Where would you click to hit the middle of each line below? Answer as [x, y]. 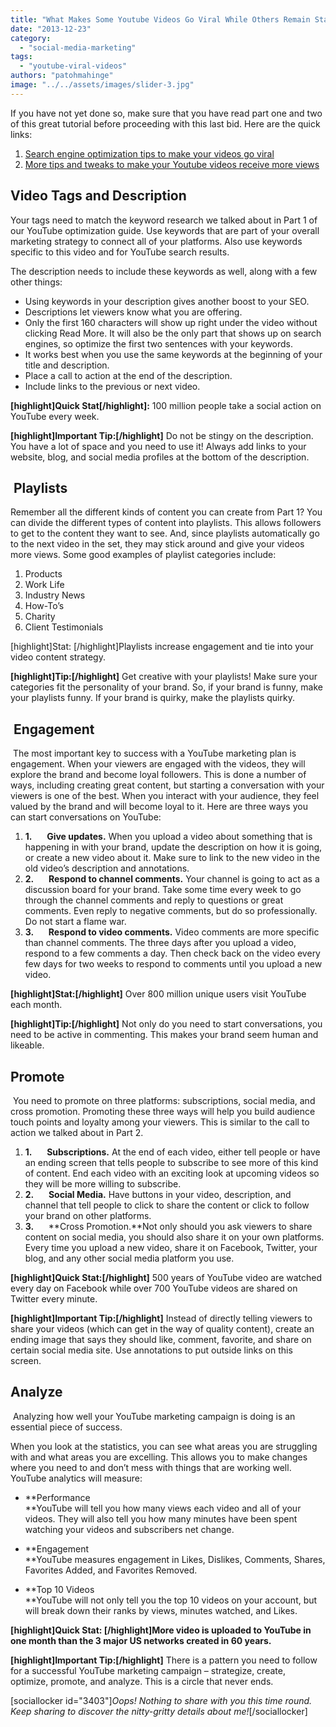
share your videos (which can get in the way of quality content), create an [162, 1329]
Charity [40, 617]
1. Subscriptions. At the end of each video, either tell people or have [172, 1152]
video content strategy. [58, 657]
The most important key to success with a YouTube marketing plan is [154, 753]
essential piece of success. [66, 1427]
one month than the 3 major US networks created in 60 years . [141, 1640]
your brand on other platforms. [88, 1215]
